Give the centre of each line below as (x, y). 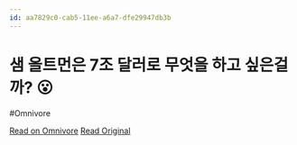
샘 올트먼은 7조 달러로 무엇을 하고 (125, 65)
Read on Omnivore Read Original (70, 131)
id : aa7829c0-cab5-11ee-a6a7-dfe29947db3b (90, 18)
